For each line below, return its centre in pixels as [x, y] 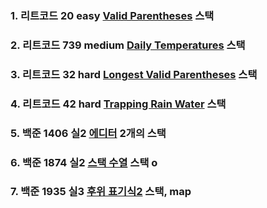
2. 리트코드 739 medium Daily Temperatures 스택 [128, 45]
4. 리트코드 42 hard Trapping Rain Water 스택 [118, 104]
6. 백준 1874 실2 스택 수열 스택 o [84, 162]
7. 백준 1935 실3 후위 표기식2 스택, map [101, 192]
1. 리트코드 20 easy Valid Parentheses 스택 [112, 15]
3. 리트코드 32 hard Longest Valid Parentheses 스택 [134, 74]
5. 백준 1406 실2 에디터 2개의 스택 [88, 133]
